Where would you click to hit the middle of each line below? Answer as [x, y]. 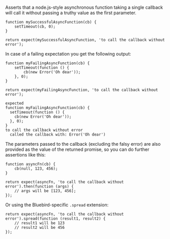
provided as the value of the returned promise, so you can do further [77, 149]
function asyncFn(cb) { [31, 164]
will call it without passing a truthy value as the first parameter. [71, 13]
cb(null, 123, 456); [36, 169]
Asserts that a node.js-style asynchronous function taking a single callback [84, 7]
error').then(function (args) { [39, 187]
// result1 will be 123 [40, 223]
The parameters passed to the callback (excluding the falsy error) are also [83, 144]
